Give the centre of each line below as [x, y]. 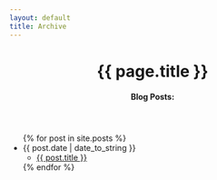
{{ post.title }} [62, 158]
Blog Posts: [153, 97]
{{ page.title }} [153, 71]
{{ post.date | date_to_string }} [79, 148]
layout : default [40, 18]
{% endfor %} [49, 167]
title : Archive [38, 26]
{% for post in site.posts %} [74, 138]
